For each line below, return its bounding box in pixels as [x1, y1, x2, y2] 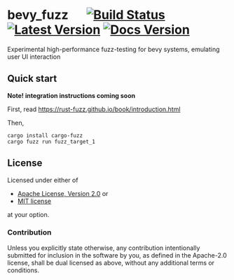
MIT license [17, 197, 51, 205]
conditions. [7, 266, 40, 274]
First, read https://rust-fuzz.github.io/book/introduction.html [7, 105, 181, 113]
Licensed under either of [7, 176, 78, 184]
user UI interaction [7, 52, 61, 61]
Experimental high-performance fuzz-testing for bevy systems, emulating [7, 45, 220, 53]
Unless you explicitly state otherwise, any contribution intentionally [7, 244, 200, 252]
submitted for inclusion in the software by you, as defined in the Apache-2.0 [7, 251, 227, 259]
